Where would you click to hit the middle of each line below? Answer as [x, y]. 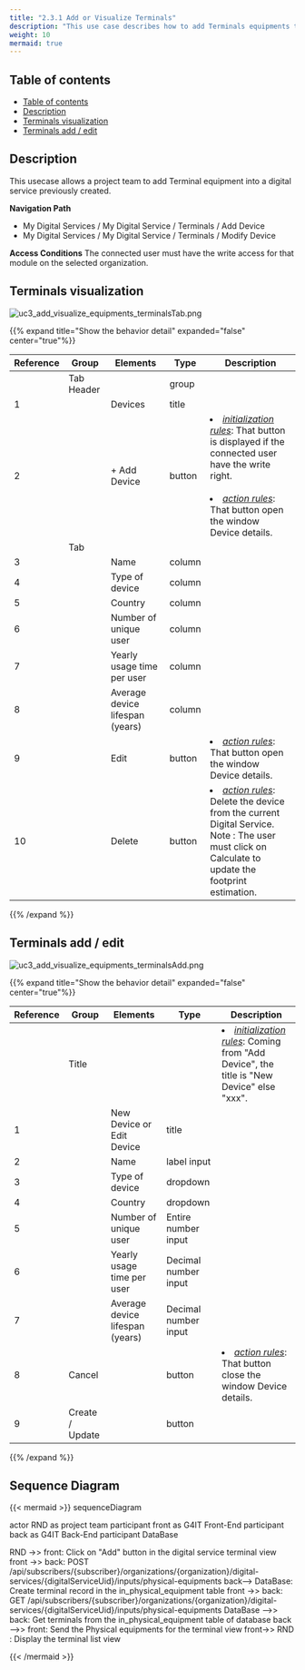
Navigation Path [40, 208]
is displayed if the [247, 441]
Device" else [249, 1086]
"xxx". [235, 1097]
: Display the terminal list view [65, 1639]
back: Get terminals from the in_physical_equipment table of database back [151, 1620]
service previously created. [60, 191]
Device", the [248, 1064]
